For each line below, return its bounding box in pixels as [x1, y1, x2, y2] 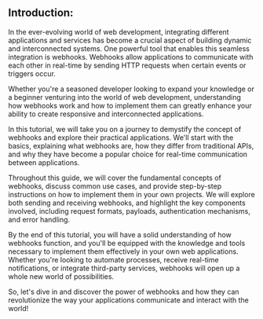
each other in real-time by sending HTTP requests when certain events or [8, 60, 247, 70]
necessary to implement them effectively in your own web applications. [8, 247, 239, 256]
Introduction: [8, 6, 74, 20]
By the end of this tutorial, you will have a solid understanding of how [8, 229, 232, 239]
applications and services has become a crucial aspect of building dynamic [8, 35, 252, 45]
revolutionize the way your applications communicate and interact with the [8, 295, 249, 305]
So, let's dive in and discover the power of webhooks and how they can [8, 287, 239, 296]
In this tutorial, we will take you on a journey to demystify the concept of [8, 124, 242, 134]
